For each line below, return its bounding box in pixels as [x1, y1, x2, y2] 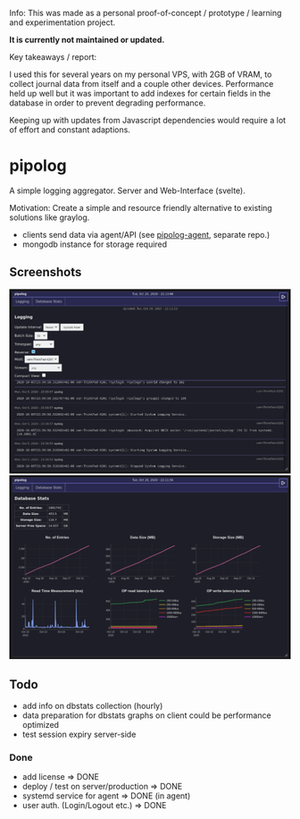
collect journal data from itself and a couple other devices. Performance [9, 79, 274, 89]
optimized [21, 719, 60, 730]
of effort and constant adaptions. [9, 124, 131, 135]
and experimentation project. [9, 17, 116, 28]
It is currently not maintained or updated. [9, 35, 165, 45]
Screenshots [9, 265, 82, 280]
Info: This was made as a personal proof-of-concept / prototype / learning [9, 8, 282, 18]
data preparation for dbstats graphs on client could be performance [21, 710, 271, 721]
